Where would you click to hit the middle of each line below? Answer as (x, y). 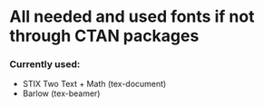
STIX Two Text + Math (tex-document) (94, 84)
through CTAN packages (104, 36)
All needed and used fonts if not (132, 17)
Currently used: (45, 64)
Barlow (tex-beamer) (61, 93)
